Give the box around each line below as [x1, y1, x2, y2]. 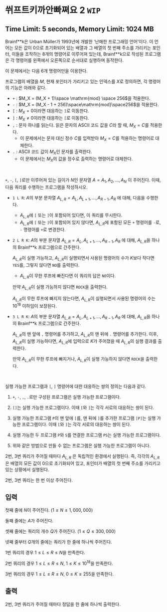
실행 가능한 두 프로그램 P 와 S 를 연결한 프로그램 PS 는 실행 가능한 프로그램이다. [12, 432, 161, 438]
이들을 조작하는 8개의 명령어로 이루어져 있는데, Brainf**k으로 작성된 [11, 51, 144, 57]
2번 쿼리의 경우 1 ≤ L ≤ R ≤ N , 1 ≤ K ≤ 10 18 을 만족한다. [5, 560, 113, 567]
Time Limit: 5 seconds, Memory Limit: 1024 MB [5, 24, 154, 33]
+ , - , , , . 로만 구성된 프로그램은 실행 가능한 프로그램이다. [12, 394, 121, 400]
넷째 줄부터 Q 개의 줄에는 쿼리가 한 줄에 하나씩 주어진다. [5, 539, 112, 545]
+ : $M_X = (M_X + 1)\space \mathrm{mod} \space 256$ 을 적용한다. [12, 95, 151, 101]
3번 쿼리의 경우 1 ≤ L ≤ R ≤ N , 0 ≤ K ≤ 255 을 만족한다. [5, 571, 114, 577]
